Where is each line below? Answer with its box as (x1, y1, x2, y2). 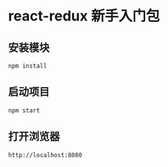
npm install (8, 62, 47, 70)
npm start (8, 107, 41, 114)
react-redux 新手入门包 (8, 7, 160, 25)
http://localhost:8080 (8, 151, 82, 159)
